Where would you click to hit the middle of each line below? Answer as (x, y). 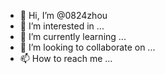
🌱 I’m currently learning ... (73, 36)
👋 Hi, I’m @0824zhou (63, 15)
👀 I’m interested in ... (62, 26)
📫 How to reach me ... (66, 58)
